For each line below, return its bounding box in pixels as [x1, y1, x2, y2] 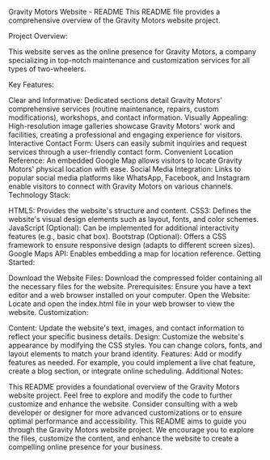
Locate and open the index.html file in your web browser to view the [8, 299, 235, 309]
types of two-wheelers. [8, 64, 86, 74]
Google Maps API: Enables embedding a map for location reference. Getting [8, 249, 261, 258]
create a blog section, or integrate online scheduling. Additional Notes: [8, 366, 243, 376]
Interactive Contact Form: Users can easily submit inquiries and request [8, 138, 247, 148]
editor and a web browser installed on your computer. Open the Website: [8, 291, 251, 300]
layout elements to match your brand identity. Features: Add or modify [8, 349, 243, 359]
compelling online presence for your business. [8, 442, 163, 452]
